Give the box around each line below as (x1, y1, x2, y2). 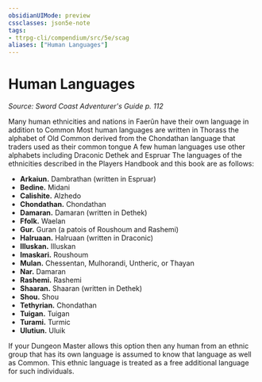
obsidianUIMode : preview (8, 11, 91, 20)
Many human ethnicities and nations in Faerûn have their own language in (8, 117, 249, 127)
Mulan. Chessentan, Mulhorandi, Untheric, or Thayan (19, 258, 195, 268)
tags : (8, 26, 26, 34)
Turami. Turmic (19, 318, 71, 327)
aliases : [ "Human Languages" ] (8, 41, 109, 49)
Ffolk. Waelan (19, 216, 66, 226)
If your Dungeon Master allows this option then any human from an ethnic (8, 342, 249, 351)
